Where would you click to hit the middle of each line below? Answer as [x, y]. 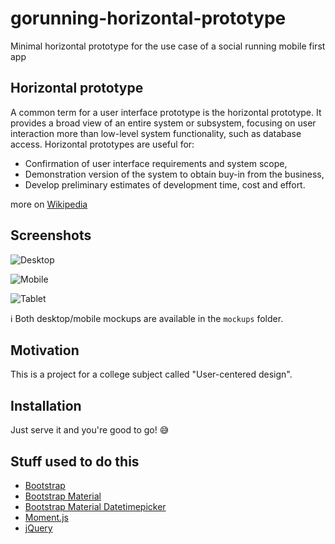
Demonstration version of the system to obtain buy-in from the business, [174, 174]
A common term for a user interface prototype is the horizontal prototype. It [166, 112]
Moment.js [46, 517]
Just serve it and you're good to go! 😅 [90, 430]
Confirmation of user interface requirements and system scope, [156, 163]
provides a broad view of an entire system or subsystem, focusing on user [163, 123]
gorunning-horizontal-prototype [148, 18]
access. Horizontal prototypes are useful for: [102, 144]
